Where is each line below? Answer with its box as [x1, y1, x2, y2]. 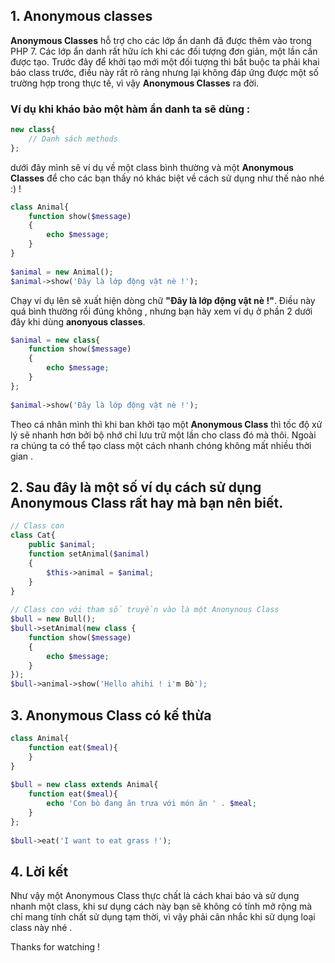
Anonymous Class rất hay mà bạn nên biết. [10, 495, 284, 511]
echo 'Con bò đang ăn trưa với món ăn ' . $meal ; [46, 799, 257, 809]
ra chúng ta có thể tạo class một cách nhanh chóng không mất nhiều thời [10, 439, 312, 451]
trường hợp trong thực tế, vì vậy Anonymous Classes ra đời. [10, 77, 260, 89]
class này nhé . [10, 922, 73, 934]
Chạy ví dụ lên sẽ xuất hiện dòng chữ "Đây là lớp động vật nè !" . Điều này [10, 294, 316, 306]
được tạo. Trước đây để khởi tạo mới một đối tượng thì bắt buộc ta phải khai [10, 55, 320, 68]
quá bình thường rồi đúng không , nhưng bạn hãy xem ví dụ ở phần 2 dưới [10, 305, 313, 317]
